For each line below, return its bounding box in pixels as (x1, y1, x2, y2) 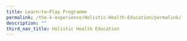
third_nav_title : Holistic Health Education (6, 25, 120, 32)
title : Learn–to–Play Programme (6, 8, 87, 15)
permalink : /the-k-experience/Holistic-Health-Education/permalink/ (6, 14, 182, 20)
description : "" (6, 20, 47, 26)
